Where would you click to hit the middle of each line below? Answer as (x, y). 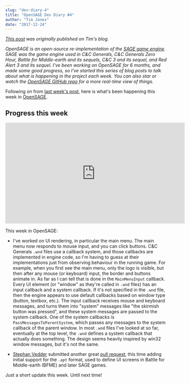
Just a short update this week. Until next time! (54, 375)
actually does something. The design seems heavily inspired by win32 (87, 339)
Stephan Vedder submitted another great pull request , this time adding (87, 354)
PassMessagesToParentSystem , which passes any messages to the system (89, 322)
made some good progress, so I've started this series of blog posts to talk (83, 71)
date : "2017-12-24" (26, 24)
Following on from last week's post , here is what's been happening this (80, 92)
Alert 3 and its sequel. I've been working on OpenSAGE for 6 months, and (83, 65)
